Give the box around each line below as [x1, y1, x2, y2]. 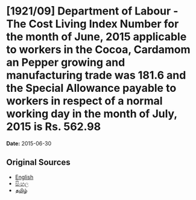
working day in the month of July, [6, 107, 178, 121]
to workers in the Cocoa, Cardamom [6, 43, 191, 57]
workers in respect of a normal [6, 94, 163, 108]
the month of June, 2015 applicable [6, 30, 187, 44]
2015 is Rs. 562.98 [6, 120, 101, 134]
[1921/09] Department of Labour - [6, 4, 179, 18]
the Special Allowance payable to [6, 82, 177, 95]
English [14, 173, 34, 181]
